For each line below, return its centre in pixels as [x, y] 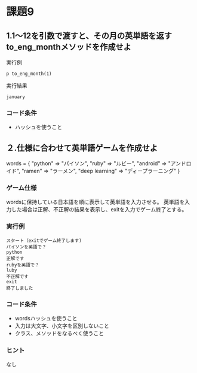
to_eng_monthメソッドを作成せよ [69, 47]
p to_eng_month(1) [29, 74]
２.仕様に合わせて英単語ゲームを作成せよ [82, 148]
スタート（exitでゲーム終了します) [44, 240]
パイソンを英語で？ [26, 247]
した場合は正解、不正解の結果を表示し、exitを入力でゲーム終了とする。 [99, 210]
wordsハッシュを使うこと [46, 318]
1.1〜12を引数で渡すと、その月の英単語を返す [89, 36]
